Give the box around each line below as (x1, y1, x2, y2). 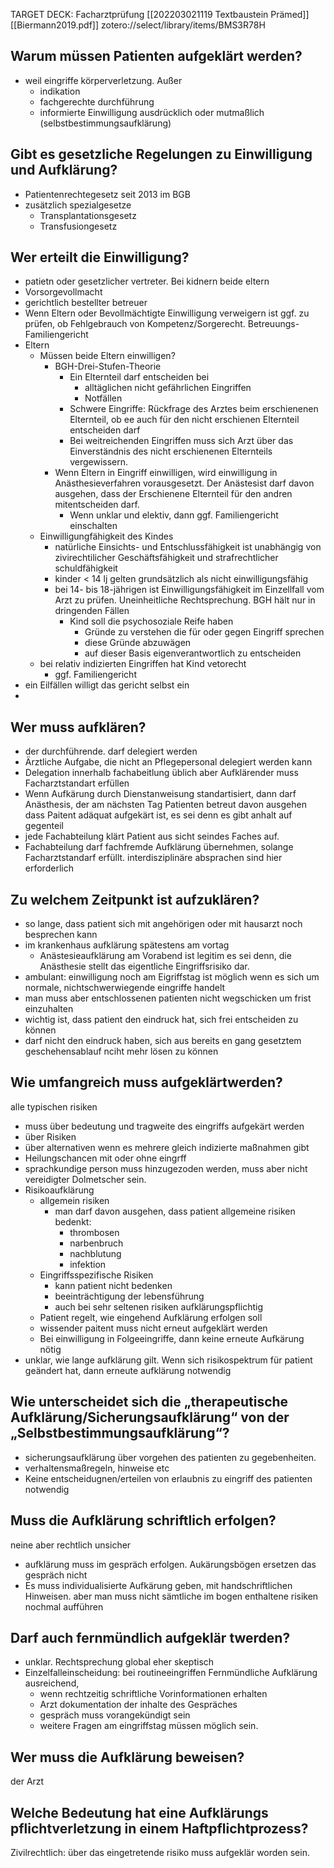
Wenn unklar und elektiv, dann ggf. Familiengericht (69, 509, 279, 521)
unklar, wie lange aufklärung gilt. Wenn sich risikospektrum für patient (24, 1354, 313, 1366)
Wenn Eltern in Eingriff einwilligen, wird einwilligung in (54, 467, 278, 479)
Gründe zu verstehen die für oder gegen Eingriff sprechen (84, 626, 325, 638)
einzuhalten (24, 1003, 74, 1015)
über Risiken (24, 1130, 77, 1143)
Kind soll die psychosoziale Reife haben (69, 615, 234, 628)
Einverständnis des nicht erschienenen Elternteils (69, 445, 273, 458)
